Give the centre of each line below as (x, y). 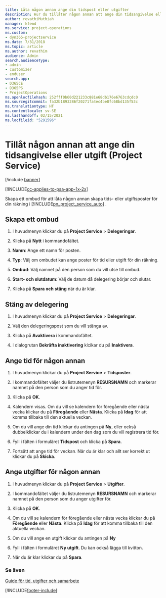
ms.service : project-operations (38, 28)
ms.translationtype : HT (30, 106)
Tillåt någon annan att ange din (70, 145)
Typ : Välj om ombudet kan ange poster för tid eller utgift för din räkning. (85, 260)
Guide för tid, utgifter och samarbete (42, 581)
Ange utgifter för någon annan (53, 472)
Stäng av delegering (37, 304)
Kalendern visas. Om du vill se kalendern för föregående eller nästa (81, 407)
